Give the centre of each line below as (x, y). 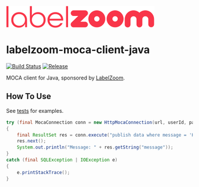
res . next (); (31, 141)
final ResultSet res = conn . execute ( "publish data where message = (102, 135)
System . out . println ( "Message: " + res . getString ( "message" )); (95, 148)
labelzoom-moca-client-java (78, 50)
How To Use (29, 96)
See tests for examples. (35, 110)
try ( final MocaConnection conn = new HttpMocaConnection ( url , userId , (96, 122)
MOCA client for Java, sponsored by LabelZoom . (66, 78)
